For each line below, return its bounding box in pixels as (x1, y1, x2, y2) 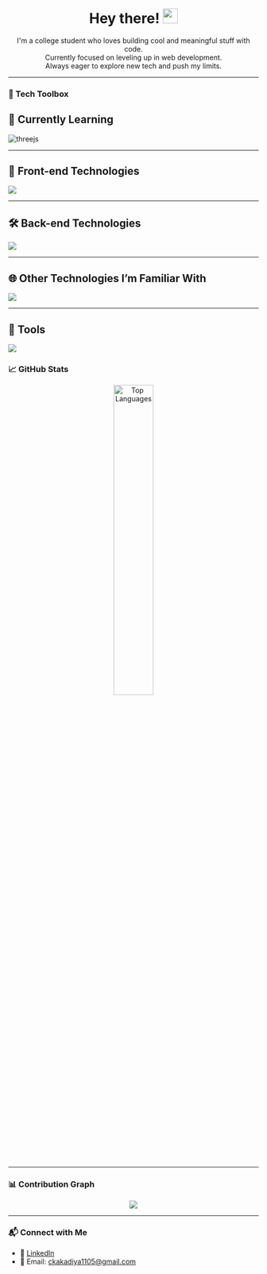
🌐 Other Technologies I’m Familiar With (8, 271, 207, 285)
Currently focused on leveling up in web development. (44, 52, 222, 62)
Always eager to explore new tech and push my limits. (44, 60, 222, 71)
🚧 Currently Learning (8, 113, 114, 126)
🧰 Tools (8, 323, 46, 336)
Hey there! (88, 10, 161, 28)
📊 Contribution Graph (8, 1179, 95, 1190)
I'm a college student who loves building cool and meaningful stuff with (17, 36, 250, 45)
